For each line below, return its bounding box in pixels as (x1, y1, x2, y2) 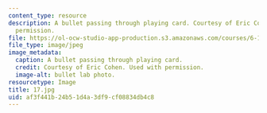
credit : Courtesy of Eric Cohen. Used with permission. (15, 64, 204, 72)
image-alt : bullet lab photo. (15, 71, 115, 79)
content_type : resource (8, 11, 87, 20)
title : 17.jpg (8, 85, 56, 94)
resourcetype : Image (8, 78, 77, 86)
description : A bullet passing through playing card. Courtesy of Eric (8, 19, 250, 27)
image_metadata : (8, 49, 62, 56)
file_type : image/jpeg (8, 41, 83, 49)
